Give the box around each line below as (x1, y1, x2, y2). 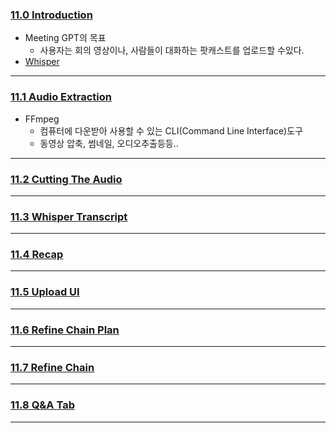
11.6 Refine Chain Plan (10, 323, 120, 337)
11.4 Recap (10, 248, 64, 262)
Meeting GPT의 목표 (24, 32, 107, 44)
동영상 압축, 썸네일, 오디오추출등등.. (39, 137, 179, 149)
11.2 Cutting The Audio (10, 172, 123, 186)
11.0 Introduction (10, 8, 93, 22)
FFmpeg (24, 113, 60, 125)
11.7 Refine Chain (10, 361, 95, 374)
